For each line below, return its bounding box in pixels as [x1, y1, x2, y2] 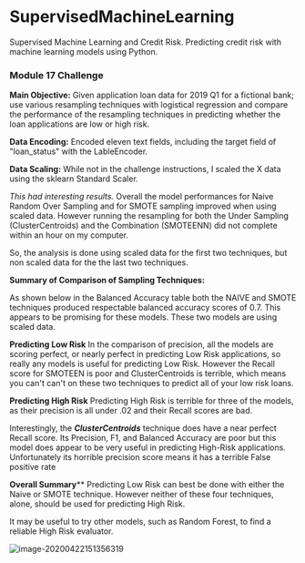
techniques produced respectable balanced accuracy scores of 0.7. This [9, 302, 281, 313]
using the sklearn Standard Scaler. [9, 173, 138, 184]
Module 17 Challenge [9, 68, 104, 81]
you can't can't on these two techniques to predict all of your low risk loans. [9, 378, 294, 389]
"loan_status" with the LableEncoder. [9, 146, 148, 157]
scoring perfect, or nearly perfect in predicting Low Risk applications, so [9, 349, 281, 360]
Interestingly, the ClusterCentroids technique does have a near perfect [9, 423, 277, 434]
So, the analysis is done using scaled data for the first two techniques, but [9, 248, 288, 259]
